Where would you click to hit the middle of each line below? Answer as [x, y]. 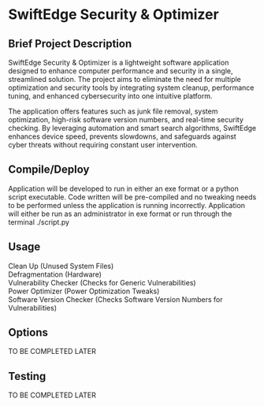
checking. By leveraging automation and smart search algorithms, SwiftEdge [132, 128]
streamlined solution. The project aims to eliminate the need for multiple [125, 79]
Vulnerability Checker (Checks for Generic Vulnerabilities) [102, 282]
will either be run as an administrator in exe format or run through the [120, 214]
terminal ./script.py [39, 222]
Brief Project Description [70, 44]
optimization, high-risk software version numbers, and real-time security [126, 119]
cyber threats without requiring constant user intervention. [103, 145]
